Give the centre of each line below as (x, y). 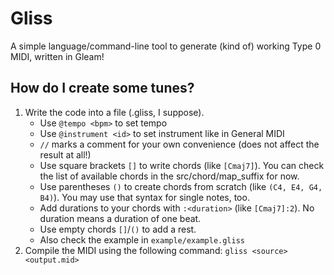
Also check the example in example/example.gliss (142, 239)
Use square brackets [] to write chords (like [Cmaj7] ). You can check (182, 165)
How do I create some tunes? (102, 88)
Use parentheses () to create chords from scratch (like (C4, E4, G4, (181, 186)
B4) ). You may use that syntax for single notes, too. (144, 197)
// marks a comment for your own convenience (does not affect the (179, 144)
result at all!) (65, 154)
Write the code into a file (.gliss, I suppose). (114, 112)
